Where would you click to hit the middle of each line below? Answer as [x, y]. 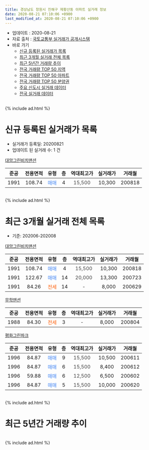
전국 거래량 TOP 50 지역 [42, 69]
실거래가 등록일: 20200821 [38, 144]
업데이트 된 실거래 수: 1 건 [36, 150]
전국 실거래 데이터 [36, 94]
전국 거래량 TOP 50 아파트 [44, 75]
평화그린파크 [17, 335]
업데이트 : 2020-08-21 [34, 33]
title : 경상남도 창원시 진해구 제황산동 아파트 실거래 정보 [56, 9]
